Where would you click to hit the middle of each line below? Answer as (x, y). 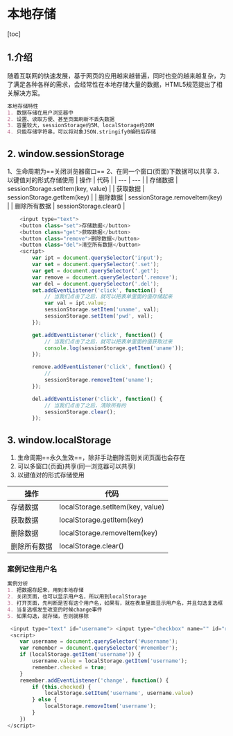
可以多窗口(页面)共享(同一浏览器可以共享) (77, 466)
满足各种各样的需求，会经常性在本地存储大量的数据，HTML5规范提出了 (115, 84)
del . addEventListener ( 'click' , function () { (97, 399)
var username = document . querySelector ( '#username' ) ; (99, 641)
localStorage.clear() (92, 546)
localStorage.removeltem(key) (109, 533)
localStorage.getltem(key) (102, 520)
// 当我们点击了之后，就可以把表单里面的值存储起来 (108, 297)
